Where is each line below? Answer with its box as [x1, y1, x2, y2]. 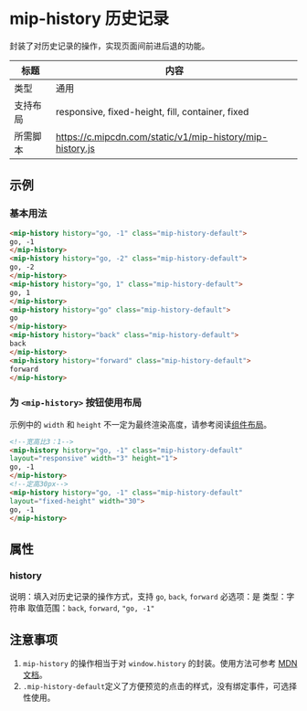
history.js [55, 142, 96, 154]
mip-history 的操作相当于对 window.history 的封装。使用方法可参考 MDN [22, 657, 298, 668]
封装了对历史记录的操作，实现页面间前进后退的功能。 [9, 40, 210, 51]
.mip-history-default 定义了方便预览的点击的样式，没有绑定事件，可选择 [22, 680, 297, 691]
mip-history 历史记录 [9, 8, 170, 29]
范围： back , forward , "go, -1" [43, 602, 155, 613]
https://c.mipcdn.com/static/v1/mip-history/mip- [55, 130, 268, 143]
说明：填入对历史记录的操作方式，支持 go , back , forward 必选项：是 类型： [9, 591, 287, 602]
